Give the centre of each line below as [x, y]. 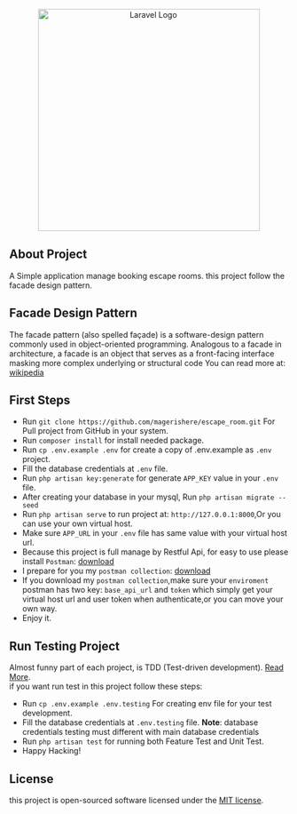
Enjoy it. [36, 618]
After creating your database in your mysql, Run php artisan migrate [148, 497]
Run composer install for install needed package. [113, 441]
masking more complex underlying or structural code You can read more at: [148, 363]
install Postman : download [68, 562]
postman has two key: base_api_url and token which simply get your [147, 590]
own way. [39, 609]
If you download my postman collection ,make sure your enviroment [145, 580]
